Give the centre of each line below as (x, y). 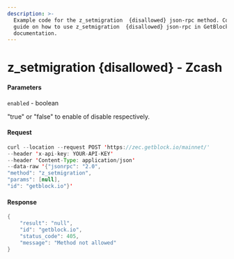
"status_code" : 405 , (49, 236)
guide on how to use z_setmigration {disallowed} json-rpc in (107, 27)
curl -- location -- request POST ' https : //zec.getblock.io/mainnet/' (109, 147)
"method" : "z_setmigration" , (49, 173)
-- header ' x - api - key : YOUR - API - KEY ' (60, 154)
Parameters (24, 87)
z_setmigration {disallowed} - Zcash (115, 68)
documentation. (36, 33)
